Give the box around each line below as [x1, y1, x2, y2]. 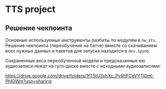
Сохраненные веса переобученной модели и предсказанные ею [5, 58, 145, 64]
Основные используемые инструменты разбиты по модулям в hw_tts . [5, 37, 157, 43]
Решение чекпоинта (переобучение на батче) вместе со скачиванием [5, 42, 157, 49]
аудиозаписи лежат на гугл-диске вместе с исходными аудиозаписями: [5, 63, 161, 69]
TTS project [5, 4, 56, 15]
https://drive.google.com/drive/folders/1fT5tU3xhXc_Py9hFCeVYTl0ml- [5, 73, 154, 79]
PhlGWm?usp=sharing [5, 78, 52, 84]
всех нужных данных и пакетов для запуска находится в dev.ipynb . [5, 48, 150, 54]
